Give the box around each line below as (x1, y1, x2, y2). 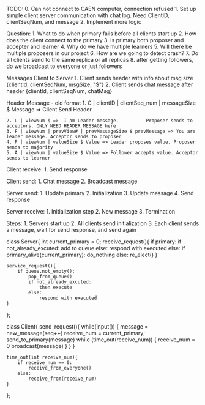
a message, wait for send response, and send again (6, 226, 136, 233)
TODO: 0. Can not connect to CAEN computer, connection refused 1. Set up (6, 6, 196, 12)
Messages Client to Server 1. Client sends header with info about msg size (6, 75, 194, 81)
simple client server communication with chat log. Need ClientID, (6, 12, 170, 19)
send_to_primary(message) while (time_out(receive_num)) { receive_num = (6, 336, 196, 343)
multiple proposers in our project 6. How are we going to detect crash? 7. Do (6, 50, 199, 57)
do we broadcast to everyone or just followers (6, 62, 122, 70)
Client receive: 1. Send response (6, 166, 88, 173)
